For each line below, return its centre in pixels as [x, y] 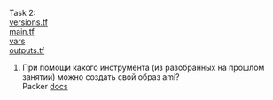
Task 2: [23, 13]
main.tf [22, 31]
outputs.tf [27, 50]
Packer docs [45, 86]
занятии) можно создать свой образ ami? [101, 77]
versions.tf [29, 22]
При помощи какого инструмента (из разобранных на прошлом [143, 67]
